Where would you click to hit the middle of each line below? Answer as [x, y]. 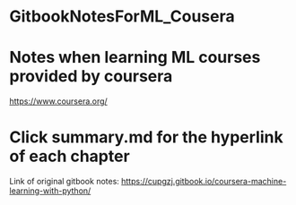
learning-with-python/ [50, 191]
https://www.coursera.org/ [58, 101]
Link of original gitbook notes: [64, 182]
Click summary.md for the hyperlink [147, 137]
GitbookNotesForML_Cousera [122, 17]
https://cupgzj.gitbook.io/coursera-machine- [204, 182]
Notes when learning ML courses [135, 58]
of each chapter [70, 156]
